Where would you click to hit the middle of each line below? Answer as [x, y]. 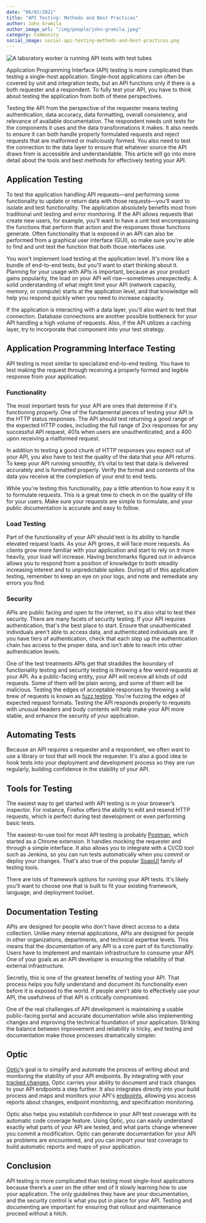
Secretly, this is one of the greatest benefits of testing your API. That [93, 977]
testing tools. [23, 868]
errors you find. [26, 583]
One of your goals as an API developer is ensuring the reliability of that [96, 959]
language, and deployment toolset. [50, 892]
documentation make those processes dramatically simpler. [82, 1035]
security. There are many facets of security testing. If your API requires [96, 619]
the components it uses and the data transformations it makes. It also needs [102, 128]
